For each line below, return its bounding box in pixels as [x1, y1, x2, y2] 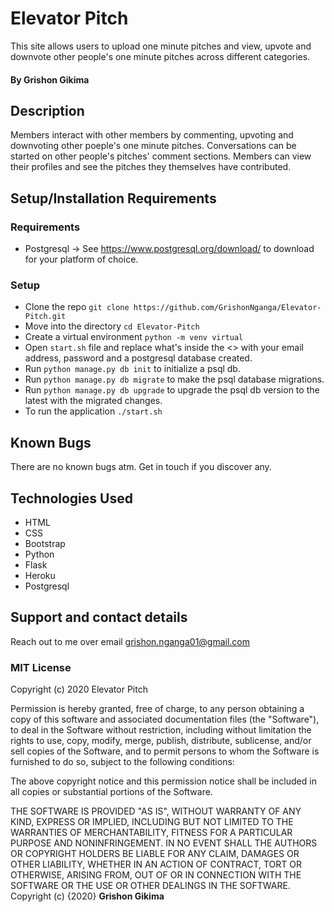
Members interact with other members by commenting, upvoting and [10, 129, 294, 141]
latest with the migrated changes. [24, 395, 163, 407]
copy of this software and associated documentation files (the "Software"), [10, 713, 320, 726]
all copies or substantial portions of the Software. [10, 786, 213, 798]
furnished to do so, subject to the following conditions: [10, 756, 235, 768]
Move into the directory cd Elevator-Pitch [24, 320, 200, 332]
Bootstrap [24, 537, 66, 549]
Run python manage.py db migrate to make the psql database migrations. [24, 373, 325, 386]
